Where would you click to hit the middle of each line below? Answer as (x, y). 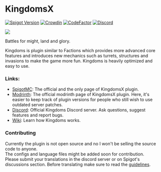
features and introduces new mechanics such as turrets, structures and (77, 56)
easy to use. (17, 66)
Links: (12, 78)
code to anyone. (21, 149)
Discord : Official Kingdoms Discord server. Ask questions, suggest (79, 110)
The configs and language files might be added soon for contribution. (75, 154)
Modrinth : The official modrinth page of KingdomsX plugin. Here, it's (81, 95)
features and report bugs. (38, 115)
